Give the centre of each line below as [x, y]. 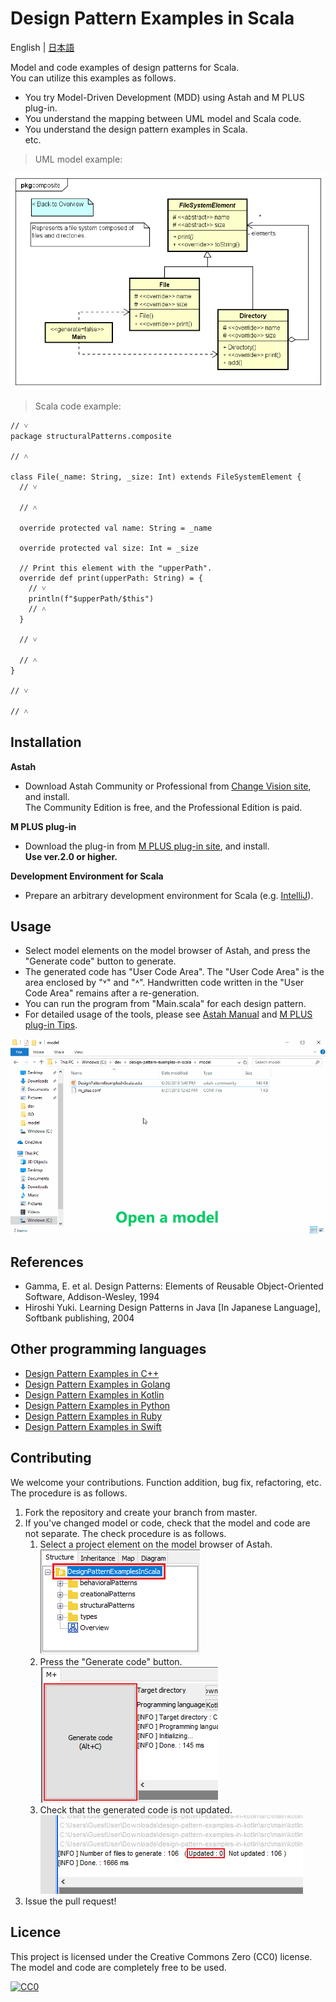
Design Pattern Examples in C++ [92, 1373]
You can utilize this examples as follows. [93, 78]
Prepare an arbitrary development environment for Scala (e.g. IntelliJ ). [169, 895]
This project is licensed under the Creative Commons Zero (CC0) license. [161, 1956]
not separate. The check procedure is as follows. [125, 1533]
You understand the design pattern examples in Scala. [136, 129]
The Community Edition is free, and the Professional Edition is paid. [163, 807]
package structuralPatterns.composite [91, 436]
